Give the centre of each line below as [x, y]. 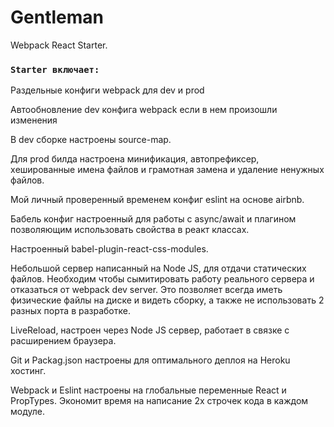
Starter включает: [55, 69]
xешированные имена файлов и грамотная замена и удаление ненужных [167, 170]
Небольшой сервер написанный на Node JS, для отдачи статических [158, 268]
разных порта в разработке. [70, 311]
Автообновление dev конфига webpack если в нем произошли [144, 110]
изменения [34, 120]
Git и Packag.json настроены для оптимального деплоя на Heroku [150, 360]
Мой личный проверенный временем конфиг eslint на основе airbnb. [157, 200]
